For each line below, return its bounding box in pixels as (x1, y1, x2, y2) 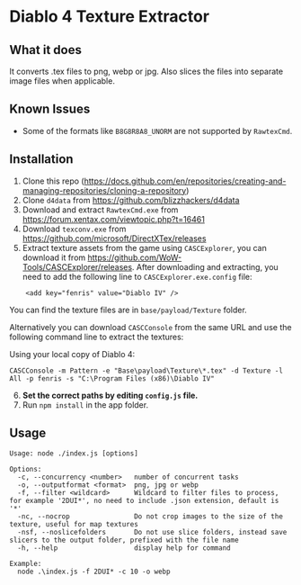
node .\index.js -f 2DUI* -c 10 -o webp (17, 567, 171, 577)
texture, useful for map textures (9, 520, 139, 529)
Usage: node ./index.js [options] (9, 449, 139, 458)
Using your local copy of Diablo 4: (9, 348, 136, 359)
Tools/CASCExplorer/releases (22, 261, 133, 272)
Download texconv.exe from (22, 223, 127, 234)
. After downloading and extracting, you (131, 261, 279, 272)
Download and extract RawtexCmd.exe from (22, 204, 179, 215)
